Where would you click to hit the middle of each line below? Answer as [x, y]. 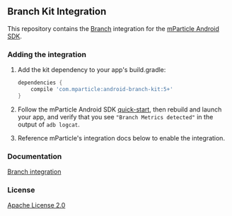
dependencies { [40, 83]
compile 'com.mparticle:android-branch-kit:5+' [102, 89]
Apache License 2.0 [36, 205]
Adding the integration [47, 54]
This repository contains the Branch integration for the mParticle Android [113, 28]
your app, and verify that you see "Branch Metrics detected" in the [115, 116]
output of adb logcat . [48, 124]
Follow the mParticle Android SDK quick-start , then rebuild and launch [120, 109]
